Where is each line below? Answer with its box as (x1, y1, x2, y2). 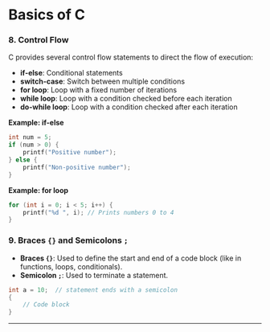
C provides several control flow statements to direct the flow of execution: (8, 52, 254, 62)
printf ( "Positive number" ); (22, 149, 117, 157)
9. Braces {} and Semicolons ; (8, 235, 129, 246)
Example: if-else (8, 118, 64, 128)
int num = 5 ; (8, 133, 52, 141)
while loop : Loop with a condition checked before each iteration (19, 94, 232, 104)
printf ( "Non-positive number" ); (22, 163, 131, 171)
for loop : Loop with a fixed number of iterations (19, 85, 178, 95)
